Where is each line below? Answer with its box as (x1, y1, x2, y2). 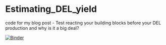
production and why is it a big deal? (5, 25, 79, 31)
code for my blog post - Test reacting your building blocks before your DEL (5, 20, 161, 26)
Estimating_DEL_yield (5, 3, 97, 15)
